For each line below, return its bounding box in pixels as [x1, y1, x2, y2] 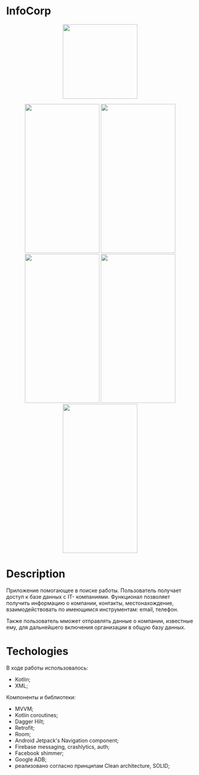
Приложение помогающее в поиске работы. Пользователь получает [6, 587, 182, 594]
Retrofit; [14, 724, 35, 731]
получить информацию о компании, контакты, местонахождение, [6, 599, 174, 606]
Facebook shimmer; [14, 749, 64, 757]
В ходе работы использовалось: [6, 664, 88, 671]
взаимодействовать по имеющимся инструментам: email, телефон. [6, 606, 179, 613]
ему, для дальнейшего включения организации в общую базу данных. [6, 624, 186, 631]
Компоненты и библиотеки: [6, 693, 76, 701]
